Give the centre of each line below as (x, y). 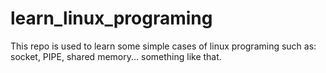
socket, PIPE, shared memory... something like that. (116, 56)
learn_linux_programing (111, 18)
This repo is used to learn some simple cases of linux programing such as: (163, 46)
